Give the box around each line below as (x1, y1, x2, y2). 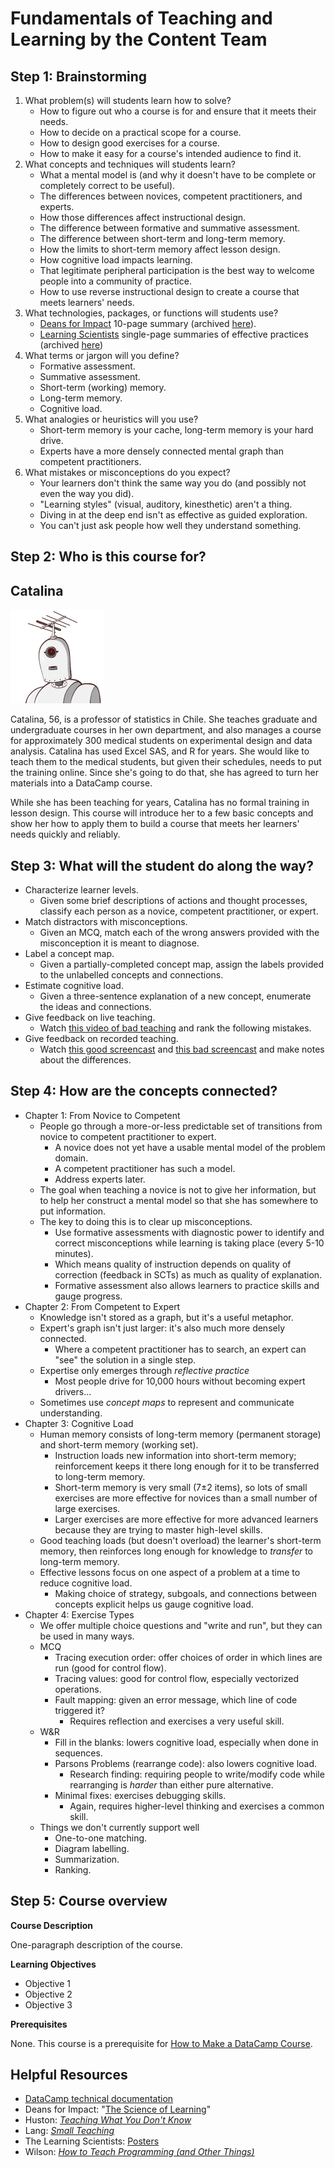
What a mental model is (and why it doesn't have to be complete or (39, 169, 317, 181)
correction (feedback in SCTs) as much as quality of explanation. (54, 1268, 323, 1281)
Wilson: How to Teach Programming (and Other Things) (24, 2146, 255, 2158)
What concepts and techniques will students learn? (24, 158, 237, 170)
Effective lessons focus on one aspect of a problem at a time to (39, 1566, 301, 1578)
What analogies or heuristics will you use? (24, 413, 199, 425)
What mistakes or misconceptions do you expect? (24, 467, 231, 478)
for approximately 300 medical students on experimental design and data (10, 735, 313, 747)
